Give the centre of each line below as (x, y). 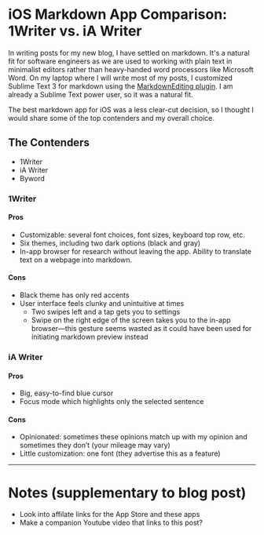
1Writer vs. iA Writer (75, 31)
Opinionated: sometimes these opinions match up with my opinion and (133, 437)
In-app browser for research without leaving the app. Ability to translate (135, 251)
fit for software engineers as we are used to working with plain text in (120, 61)
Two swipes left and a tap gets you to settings (106, 312)
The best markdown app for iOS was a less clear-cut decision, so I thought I (131, 109)
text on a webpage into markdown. (76, 260)
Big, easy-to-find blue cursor (66, 393)
